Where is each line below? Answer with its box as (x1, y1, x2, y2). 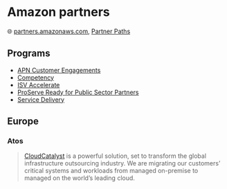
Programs (7, 48, 51, 60)
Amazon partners (7, 4, 111, 20)
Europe (7, 116, 39, 127)
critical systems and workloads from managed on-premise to (24, 167, 199, 175)
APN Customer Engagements (17, 66, 101, 74)
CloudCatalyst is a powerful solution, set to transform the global (24, 152, 206, 160)
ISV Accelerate (17, 80, 60, 89)
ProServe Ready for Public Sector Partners (17, 88, 139, 96)
